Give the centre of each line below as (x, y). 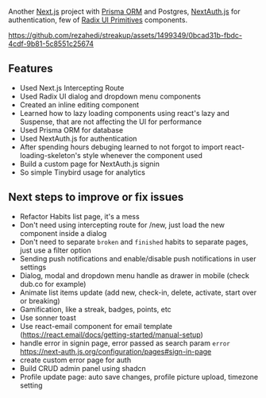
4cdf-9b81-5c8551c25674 (51, 44)
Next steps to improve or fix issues (96, 197)
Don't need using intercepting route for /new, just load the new (122, 225)
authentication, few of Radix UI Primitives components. (98, 20)
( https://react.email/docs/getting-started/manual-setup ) (112, 334)
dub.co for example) (53, 284)
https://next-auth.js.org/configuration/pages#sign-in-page (116, 351)
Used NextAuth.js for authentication (78, 138)
